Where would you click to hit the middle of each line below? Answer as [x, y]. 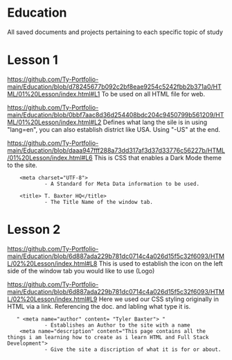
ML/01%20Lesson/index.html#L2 [54, 122]
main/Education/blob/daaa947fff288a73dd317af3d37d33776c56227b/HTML [116, 150]
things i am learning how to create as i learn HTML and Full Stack [108, 337]
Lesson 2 [34, 230]
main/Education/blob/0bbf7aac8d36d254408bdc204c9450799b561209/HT [116, 114]
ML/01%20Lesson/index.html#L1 [54, 94]
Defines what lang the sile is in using [155, 122]
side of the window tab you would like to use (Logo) [81, 271]
